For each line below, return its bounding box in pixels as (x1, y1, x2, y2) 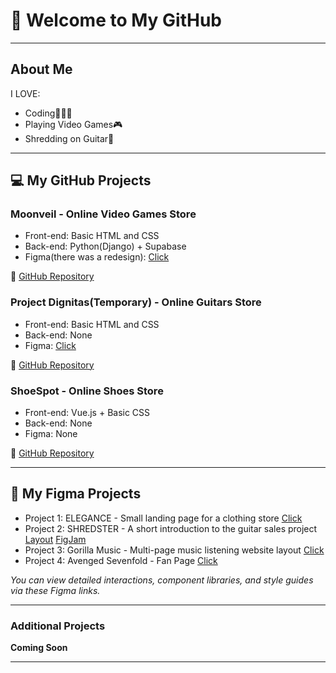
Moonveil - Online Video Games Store (10, 207, 197, 221)
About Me (10, 61, 73, 78)
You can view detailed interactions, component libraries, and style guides (10, 574, 314, 586)
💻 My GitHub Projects (10, 172, 152, 189)
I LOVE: (10, 87, 41, 99)
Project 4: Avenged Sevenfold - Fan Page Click (24, 554, 218, 566)
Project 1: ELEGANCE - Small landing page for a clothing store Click (24, 512, 303, 524)
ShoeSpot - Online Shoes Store (10, 384, 164, 398)
